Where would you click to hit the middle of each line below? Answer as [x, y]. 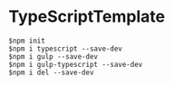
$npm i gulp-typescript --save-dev [76, 64]
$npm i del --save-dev [51, 72]
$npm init [27, 41]
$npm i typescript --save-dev [66, 48]
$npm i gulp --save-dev [53, 56]
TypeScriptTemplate [87, 17]
